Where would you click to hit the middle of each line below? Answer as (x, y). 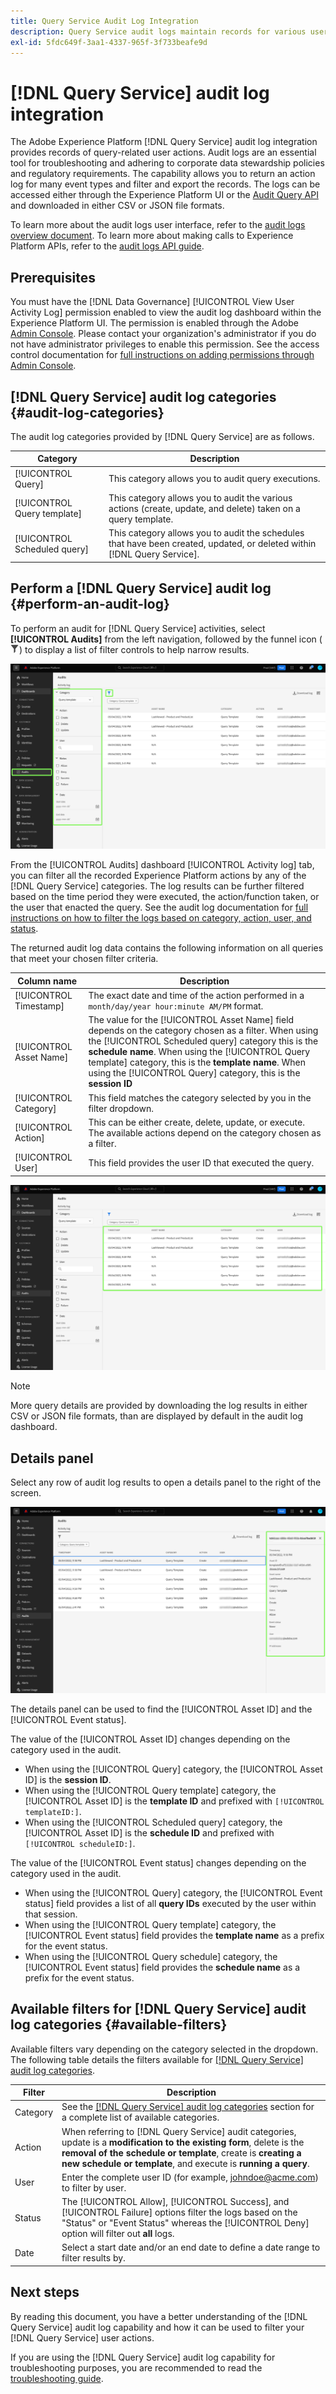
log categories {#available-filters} (119, 2025)
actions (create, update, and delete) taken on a (204, 508)
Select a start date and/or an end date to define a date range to (191, 2247)
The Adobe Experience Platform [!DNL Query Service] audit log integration (164, 142)
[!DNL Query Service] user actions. (82, 2337)
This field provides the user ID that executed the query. (201, 1162)
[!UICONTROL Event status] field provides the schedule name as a (162, 1967)
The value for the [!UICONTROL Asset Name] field (191, 1020)
